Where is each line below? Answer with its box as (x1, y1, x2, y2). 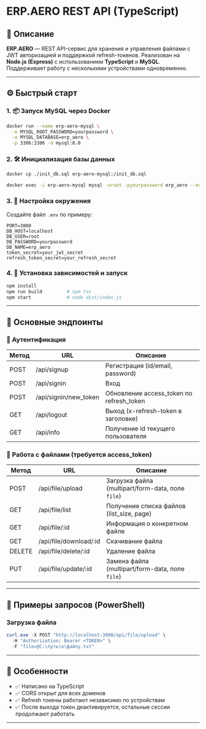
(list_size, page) (106, 510, 152, 518)
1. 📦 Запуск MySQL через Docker (6, 107, 110, 115)
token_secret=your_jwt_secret (6, 250, 84, 256)
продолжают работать (15, 710, 75, 717)
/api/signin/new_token (36, 393, 100, 402)
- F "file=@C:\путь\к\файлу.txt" (12, 643, 95, 649)
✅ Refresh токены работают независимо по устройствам (15, 696, 166, 703)
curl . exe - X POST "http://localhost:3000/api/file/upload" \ (6, 632, 166, 638)
